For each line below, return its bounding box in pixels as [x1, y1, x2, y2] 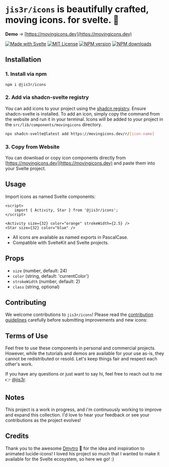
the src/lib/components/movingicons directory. [5, 121, 102, 127]
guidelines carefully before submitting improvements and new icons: [5, 317, 148, 323]
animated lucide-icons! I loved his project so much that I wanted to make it [5, 450, 160, 456]
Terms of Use [5, 332, 48, 340]
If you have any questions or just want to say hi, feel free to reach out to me [5, 371, 162, 377]
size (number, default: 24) [12, 268, 67, 274]
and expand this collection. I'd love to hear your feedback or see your [5, 412, 150, 418]
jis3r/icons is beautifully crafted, [5, 4, 149, 15]
